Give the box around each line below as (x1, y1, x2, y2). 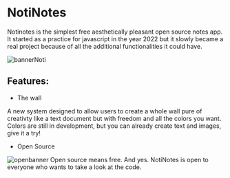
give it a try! (7, 129, 41, 137)
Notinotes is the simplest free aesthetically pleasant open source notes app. (7, 27, 223, 36)
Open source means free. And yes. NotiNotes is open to (50, 155, 209, 164)
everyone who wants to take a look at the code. (7, 163, 142, 171)
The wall (17, 93, 42, 102)
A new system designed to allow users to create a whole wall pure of (7, 107, 202, 115)
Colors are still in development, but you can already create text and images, (7, 122, 222, 130)
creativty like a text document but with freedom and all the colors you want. (7, 114, 222, 122)
